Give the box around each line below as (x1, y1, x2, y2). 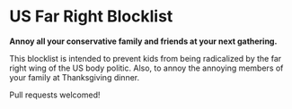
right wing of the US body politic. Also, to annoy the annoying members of (9, 63, 284, 73)
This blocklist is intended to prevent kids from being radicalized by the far (9, 53, 282, 63)
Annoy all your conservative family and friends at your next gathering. (9, 36, 278, 46)
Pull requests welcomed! (9, 89, 101, 100)
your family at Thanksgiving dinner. (9, 71, 140, 82)
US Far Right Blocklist (9, 6, 173, 27)
